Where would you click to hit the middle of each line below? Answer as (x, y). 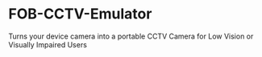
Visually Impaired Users (48, 44)
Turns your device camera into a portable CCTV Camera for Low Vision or (131, 36)
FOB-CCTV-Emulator (80, 14)
